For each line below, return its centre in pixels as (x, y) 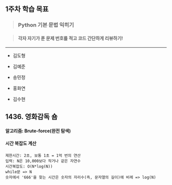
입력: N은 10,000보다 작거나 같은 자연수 (43, 161)
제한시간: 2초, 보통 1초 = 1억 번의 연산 (43, 155)
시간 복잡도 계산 (21, 143)
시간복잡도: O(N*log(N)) (29, 166)
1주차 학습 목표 (27, 9)
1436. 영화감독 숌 (31, 117)
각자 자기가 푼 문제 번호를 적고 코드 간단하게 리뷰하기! (70, 38)
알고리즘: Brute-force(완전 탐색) (38, 131)
